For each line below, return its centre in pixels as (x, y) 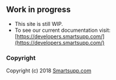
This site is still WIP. (39, 24)
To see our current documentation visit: (62, 30)
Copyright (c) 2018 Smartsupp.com (49, 71)
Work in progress (38, 10)
